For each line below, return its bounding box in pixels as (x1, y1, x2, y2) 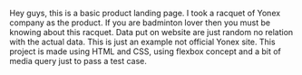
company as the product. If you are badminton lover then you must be (9, 17, 270, 28)
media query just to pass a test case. (9, 56, 148, 66)
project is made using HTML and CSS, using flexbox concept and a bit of (9, 46, 281, 57)
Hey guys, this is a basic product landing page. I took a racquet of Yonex (9, 8, 281, 18)
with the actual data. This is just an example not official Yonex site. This (9, 36, 276, 47)
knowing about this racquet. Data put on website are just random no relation (9, 27, 294, 37)
